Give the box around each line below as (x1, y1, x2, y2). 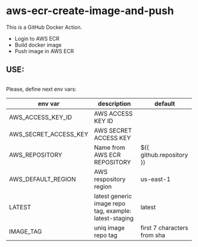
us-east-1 (140, 175, 171, 183)
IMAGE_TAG (9, 227, 42, 235)
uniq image (94, 223, 125, 232)
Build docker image (14, 41, 62, 48)
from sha (140, 231, 166, 239)
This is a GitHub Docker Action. (6, 24, 82, 31)
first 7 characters (140, 223, 189, 232)
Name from (94, 143, 126, 152)
